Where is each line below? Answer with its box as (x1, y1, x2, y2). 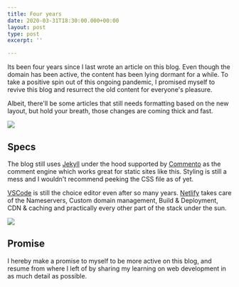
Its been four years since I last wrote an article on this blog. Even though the (7, 63, 230, 71)
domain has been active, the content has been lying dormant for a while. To (7, 71, 229, 79)
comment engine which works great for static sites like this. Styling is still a (7, 167, 228, 175)
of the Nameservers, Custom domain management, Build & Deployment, (7, 196, 218, 204)
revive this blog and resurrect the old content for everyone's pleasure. (7, 85, 213, 94)
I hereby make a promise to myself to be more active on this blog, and (7, 256, 212, 265)
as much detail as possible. (7, 271, 87, 280)
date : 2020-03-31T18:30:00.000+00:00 (7, 17, 119, 24)
